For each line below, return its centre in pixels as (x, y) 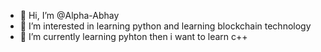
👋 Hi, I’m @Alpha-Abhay (69, 15)
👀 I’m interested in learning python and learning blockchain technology (165, 26)
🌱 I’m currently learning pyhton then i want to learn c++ (133, 36)
